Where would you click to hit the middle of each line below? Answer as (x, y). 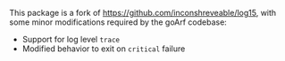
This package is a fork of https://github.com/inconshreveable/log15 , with (143, 13)
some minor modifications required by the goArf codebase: (118, 22)
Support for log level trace (71, 39)
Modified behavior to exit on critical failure (104, 49)
